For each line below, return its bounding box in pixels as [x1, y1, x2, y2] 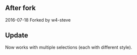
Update [5, 31, 29, 40]
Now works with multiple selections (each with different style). [5, 44, 133, 50]
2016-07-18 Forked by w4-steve [5, 17, 71, 23]
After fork [5, 4, 36, 12]
